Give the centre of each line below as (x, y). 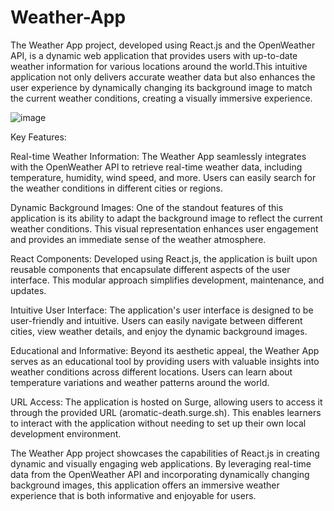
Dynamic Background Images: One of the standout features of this (147, 207)
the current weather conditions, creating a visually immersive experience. (161, 98)
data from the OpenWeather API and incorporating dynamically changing (160, 474)
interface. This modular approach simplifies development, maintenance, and (167, 280)
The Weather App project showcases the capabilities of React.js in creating (165, 453)
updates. (28, 290)
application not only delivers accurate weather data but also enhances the (163, 77)
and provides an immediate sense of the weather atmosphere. (138, 239)
